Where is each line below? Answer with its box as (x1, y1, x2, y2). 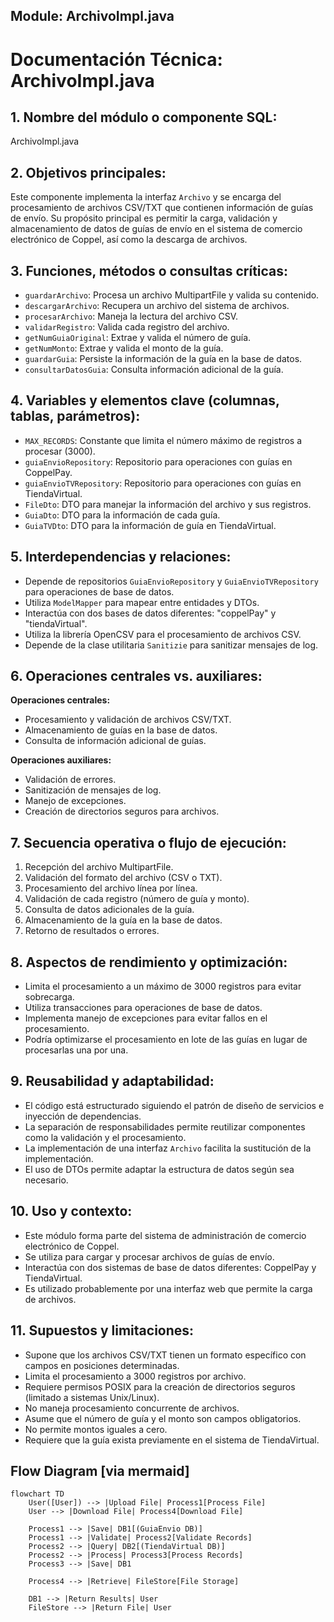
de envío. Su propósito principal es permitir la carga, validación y (10, 212, 278, 224)
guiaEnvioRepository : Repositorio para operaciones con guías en (24, 455, 293, 468)
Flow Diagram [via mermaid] (10, 1462, 190, 1479)
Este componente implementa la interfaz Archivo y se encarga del (10, 191, 282, 203)
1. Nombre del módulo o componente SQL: (10, 109, 278, 126)
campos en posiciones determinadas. (24, 1359, 180, 1371)
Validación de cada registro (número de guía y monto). (24, 893, 250, 905)
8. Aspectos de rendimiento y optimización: (10, 954, 288, 971)
